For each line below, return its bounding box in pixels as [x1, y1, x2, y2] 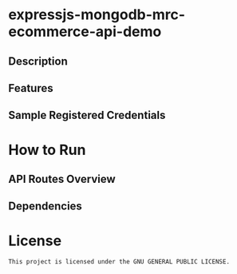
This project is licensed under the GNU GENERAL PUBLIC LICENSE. [8, 258, 230, 266]
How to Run [8, 141, 86, 159]
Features [8, 81, 53, 95]
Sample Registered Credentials [8, 109, 166, 122]
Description [8, 54, 68, 68]
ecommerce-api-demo [8, 22, 162, 41]
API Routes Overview [8, 172, 116, 185]
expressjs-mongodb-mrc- [8, 6, 186, 24]
